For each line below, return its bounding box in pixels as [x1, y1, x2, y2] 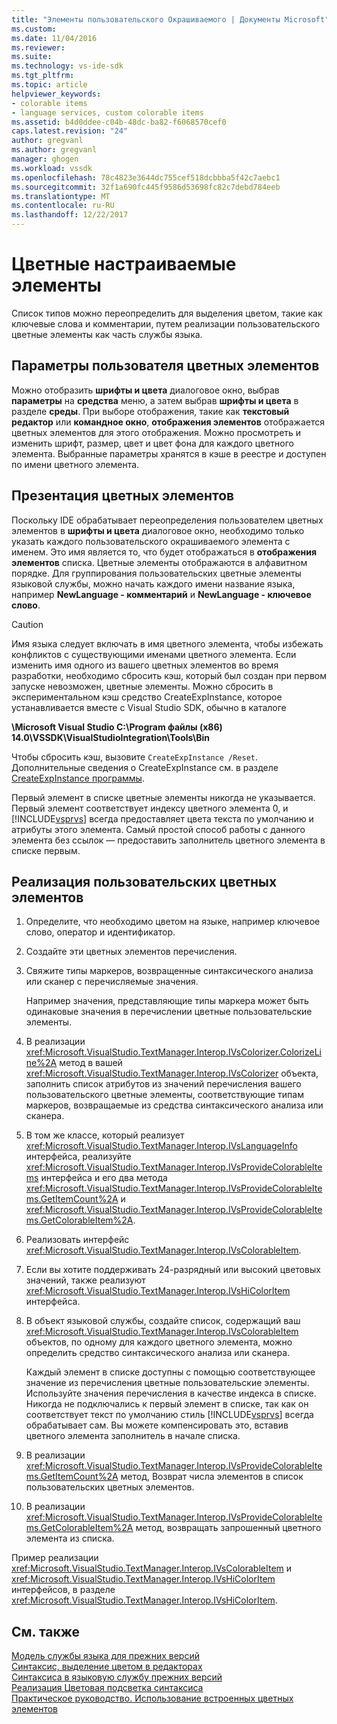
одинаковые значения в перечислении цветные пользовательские [25, 1006, 313, 1018]
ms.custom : [11, 24, 57, 34]
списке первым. [11, 844, 81, 856]
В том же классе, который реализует [25, 1129, 185, 1141]
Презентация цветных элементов [11, 487, 235, 505]
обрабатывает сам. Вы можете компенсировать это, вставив [25, 1419, 289, 1431]
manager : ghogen [11, 154, 79, 164]
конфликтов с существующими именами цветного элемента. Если [11, 648, 297, 660]
